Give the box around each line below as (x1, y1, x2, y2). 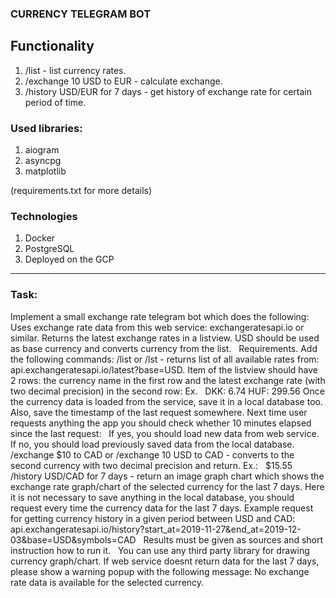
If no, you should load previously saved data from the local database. (10, 438, 295, 450)
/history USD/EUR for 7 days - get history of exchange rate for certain (24, 85, 312, 97)
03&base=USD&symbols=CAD (10, 533, 137, 546)
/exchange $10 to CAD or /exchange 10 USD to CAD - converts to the (10, 448, 295, 461)
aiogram (24, 144, 60, 156)
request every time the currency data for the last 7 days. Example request (10, 502, 314, 514)
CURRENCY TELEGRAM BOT (10, 7, 152, 21)
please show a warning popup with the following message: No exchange (10, 565, 310, 577)
